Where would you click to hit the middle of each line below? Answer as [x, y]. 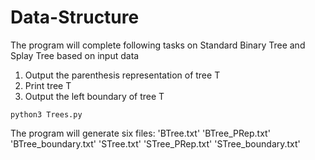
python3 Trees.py [46, 114]
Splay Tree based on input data [75, 55]
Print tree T [48, 85]
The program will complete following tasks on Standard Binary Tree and [158, 45]
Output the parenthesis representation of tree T [122, 75]
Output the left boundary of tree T [94, 96]
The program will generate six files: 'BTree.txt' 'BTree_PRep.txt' [140, 133]
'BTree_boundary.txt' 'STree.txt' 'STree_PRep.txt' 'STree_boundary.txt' [155, 143]
